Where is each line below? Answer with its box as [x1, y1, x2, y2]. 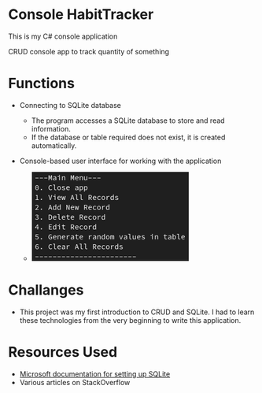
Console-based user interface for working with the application [19, 156, 222, 165]
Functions [8, 75, 75, 92]
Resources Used [8, 343, 118, 361]
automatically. [31, 140, 77, 150]
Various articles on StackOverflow [19, 377, 131, 387]
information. [31, 124, 71, 133]
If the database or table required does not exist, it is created [31, 132, 226, 142]
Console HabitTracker [8, 6, 154, 24]
